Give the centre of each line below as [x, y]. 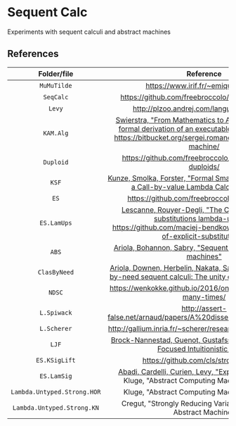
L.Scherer [56, 328]
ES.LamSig [56, 376]
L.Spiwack [56, 313]
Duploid [56, 162]
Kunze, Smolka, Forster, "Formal [161, 178]
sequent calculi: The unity [183, 277]
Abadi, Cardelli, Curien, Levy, [166, 372]
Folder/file [56, 73]
